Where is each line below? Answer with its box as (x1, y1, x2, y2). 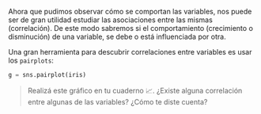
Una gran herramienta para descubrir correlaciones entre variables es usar (8, 47, 252, 56)
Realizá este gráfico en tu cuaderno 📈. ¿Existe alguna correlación (27, 85, 243, 95)
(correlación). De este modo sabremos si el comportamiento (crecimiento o (8, 24, 253, 32)
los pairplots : (8, 55, 54, 65)
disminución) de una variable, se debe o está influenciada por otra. (8, 32, 227, 41)
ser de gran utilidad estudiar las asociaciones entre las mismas (8, 15, 214, 25)
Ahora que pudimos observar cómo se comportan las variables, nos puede (8, 7, 252, 16)
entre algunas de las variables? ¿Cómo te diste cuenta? (27, 97, 208, 106)
